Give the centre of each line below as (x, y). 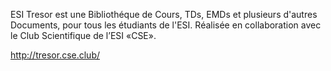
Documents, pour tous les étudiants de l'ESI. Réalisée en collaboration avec (166, 25)
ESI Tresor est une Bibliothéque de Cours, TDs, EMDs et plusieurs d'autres (164, 14)
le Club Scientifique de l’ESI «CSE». (83, 35)
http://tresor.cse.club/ (55, 55)
